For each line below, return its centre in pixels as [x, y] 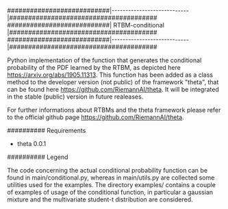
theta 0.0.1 [31, 144]
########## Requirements [47, 131]
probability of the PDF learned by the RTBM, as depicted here [94, 67]
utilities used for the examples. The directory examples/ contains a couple [111, 185]
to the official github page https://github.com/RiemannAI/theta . [96, 117]
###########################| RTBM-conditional [86, 25]
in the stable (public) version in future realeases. [75, 97]
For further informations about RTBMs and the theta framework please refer [114, 110]
